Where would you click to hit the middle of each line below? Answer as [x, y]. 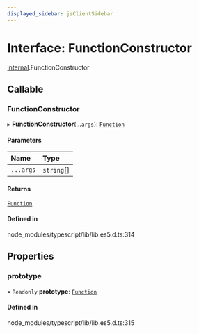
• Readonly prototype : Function [52, 291]
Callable [25, 89]
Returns [19, 189]
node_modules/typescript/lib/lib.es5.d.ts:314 [71, 234]
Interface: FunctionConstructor [100, 48]
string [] [56, 170]
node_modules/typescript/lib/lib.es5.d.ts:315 [71, 323]
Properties [31, 256]
